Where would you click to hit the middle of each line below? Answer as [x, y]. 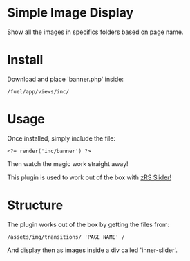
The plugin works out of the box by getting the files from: [88, 224]
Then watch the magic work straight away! [68, 163]
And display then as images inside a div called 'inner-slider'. [93, 250]
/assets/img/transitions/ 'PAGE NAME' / [66, 237]
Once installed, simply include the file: [61, 138]
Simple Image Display [70, 13]
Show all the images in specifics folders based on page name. [95, 32]
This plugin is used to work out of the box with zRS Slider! [89, 177]
